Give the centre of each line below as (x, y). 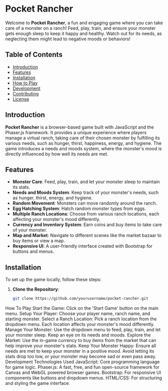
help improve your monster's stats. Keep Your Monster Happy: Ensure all (81, 346)
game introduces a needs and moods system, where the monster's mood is (84, 148)
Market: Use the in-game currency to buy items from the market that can (81, 341)
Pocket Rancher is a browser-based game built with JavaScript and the (79, 127)
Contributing (25, 93)
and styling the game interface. (38, 383)
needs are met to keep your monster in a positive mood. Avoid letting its (80, 351)
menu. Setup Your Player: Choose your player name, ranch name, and (78, 314)
